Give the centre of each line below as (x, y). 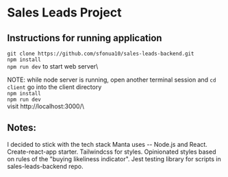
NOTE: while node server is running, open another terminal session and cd (112, 80)
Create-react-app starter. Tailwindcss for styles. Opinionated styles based (112, 152)
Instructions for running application (85, 38)
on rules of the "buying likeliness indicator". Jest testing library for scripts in (114, 158)
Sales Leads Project (64, 13)
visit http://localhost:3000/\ (46, 106)
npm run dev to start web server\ (53, 66)
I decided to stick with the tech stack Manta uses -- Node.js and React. (107, 144)
